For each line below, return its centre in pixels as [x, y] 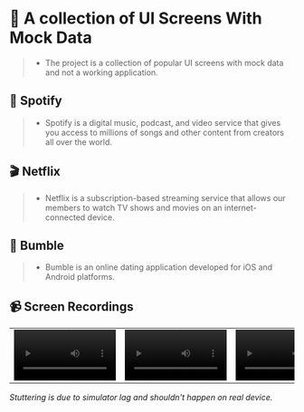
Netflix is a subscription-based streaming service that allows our [166, 197]
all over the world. [79, 142]
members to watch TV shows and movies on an [134, 207]
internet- [241, 207]
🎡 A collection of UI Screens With [136, 19]
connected [65, 217]
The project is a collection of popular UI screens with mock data [164, 62]
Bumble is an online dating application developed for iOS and [159, 267]
